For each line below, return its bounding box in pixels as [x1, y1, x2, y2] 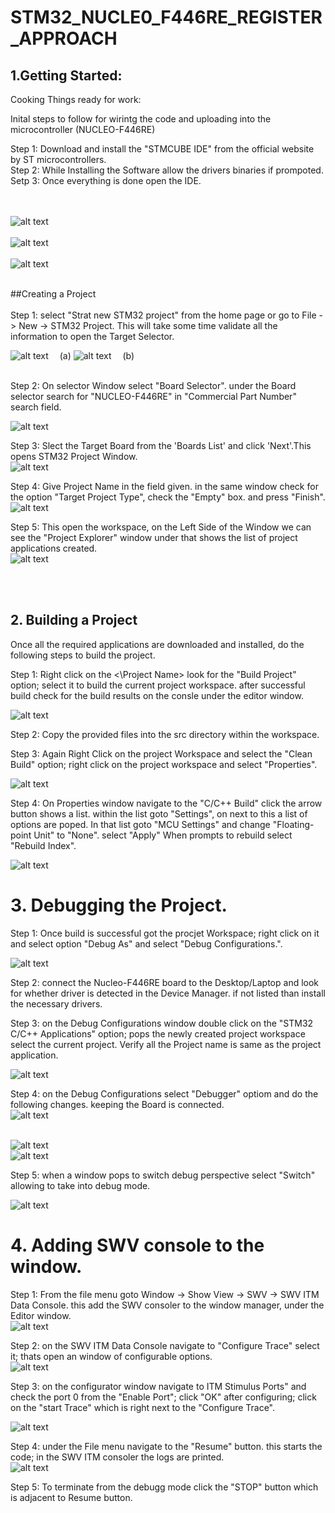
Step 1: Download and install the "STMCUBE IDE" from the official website [10, 143, 315, 155]
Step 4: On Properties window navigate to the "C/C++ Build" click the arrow [10, 797, 323, 809]
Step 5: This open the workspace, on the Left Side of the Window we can [10, 521, 312, 533]
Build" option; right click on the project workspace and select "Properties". [10, 758, 318, 770]
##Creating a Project [10, 288, 97, 300]
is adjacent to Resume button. [10, 1491, 133, 1503]
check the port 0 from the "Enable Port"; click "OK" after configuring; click [10, 1391, 317, 1403]
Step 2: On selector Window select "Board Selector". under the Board [10, 380, 297, 391]
